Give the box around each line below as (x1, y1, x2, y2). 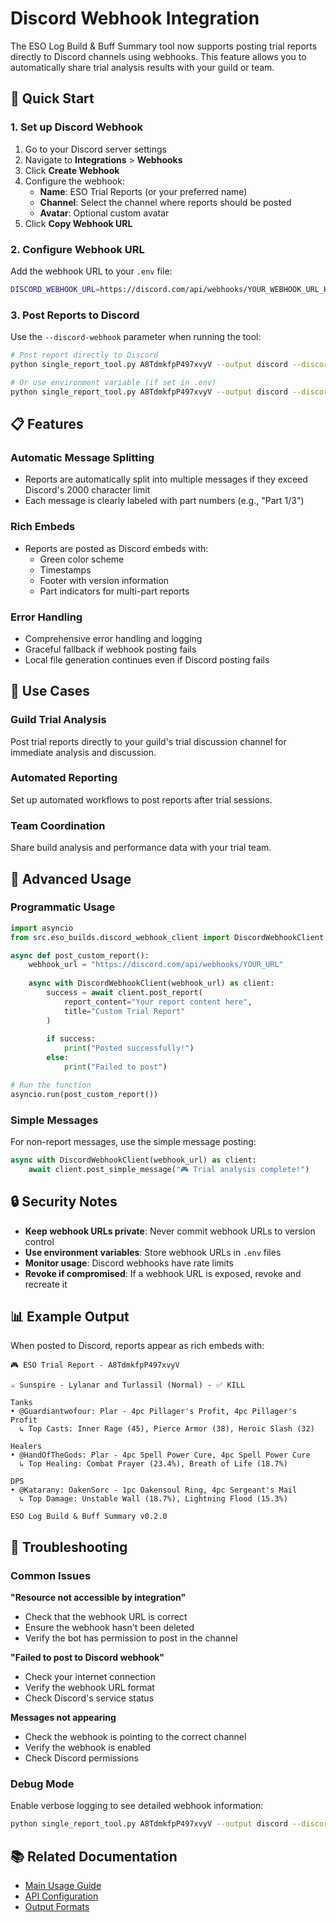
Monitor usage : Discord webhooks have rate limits (24, 1257, 234, 1269)
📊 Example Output (10, 1308, 130, 1325)
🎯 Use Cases (10, 683, 91, 700)
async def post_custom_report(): (10, 950, 150, 961)
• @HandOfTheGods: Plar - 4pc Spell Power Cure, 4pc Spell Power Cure (10, 1450, 311, 1461)
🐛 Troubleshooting (10, 1538, 128, 1556)
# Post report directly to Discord (10, 350, 159, 361)
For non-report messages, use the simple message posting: (10, 1136, 257, 1148)
